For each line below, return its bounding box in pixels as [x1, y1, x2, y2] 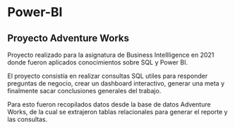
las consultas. [7, 115, 48, 123]
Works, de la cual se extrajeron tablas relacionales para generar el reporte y [7, 108, 228, 116]
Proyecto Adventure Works [7, 32, 129, 44]
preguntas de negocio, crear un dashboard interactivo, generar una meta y [7, 79, 225, 88]
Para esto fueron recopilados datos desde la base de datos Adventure [7, 100, 211, 109]
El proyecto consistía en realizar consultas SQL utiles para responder [7, 72, 208, 80]
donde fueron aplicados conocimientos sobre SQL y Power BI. [7, 58, 188, 67]
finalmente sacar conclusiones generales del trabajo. [7, 87, 162, 95]
